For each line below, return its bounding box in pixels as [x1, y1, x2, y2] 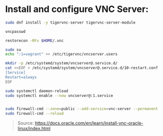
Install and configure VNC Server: [5, 3, 149, 15]
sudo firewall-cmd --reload [5, 111, 64, 116]
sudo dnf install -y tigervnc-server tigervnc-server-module [5, 20, 136, 25]
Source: [17, 120, 34, 126]
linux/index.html [17, 125, 51, 131]
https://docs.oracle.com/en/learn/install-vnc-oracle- [35, 120, 144, 126]
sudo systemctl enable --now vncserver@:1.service [5, 93, 113, 98]
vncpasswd [5, 29, 26, 34]
